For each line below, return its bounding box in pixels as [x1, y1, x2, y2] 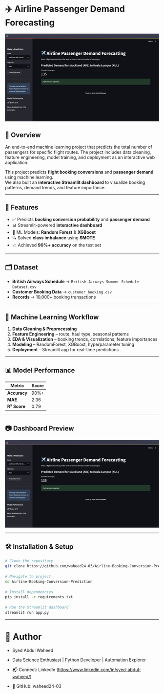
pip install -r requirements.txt [5, 595, 73, 600]
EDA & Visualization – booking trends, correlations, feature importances [12, 336, 158, 342]
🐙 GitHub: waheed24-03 [12, 683, 62, 689]
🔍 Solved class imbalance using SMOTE [12, 235, 95, 241]
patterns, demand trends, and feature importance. [5, 184, 106, 190]
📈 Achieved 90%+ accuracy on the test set [12, 242, 102, 248]
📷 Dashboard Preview [5, 425, 74, 433]
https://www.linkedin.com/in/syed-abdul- [58, 667, 141, 672]
